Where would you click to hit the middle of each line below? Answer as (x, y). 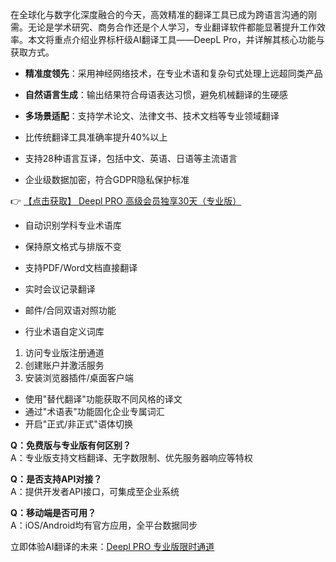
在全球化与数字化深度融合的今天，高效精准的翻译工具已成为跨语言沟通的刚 (163, 14)
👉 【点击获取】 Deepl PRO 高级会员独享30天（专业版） (126, 201)
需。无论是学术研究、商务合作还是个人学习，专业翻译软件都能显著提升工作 (163, 27)
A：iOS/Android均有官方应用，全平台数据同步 (104, 525)
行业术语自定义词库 (64, 331)
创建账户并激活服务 (64, 365)
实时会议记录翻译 (60, 289)
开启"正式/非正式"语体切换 (78, 424)
